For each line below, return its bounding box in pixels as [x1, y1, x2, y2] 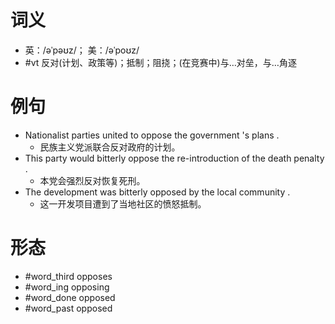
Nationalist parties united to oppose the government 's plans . [24, 129, 280, 141]
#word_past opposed [24, 302, 113, 314]
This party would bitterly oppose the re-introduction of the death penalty [24, 152, 325, 164]
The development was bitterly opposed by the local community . [24, 186, 291, 198]
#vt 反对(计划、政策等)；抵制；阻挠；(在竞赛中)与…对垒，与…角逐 [24, 56, 297, 68]
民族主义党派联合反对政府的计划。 [39, 141, 181, 153]
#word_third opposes [24, 270, 113, 282]
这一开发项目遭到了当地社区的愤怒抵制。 [39, 197, 207, 210]
